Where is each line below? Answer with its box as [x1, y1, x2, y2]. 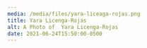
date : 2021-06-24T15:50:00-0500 [7, 30, 102, 37]
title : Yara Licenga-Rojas [7, 17, 87, 24]
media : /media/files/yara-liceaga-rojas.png [7, 10, 141, 18]
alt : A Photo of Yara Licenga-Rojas [7, 23, 119, 30]
